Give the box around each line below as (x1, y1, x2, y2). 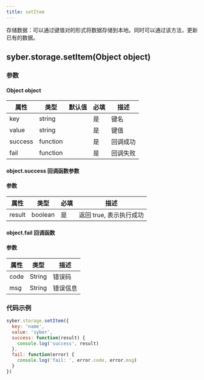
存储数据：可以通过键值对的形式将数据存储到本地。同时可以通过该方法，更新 (6, 26, 198, 33)
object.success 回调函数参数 (6, 167, 80, 174)
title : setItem (6, 8, 45, 15)
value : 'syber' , (12, 329, 53, 335)
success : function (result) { (12, 334, 86, 341)
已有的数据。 (6, 34, 38, 41)
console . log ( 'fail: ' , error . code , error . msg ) (17, 358, 137, 364)
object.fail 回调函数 (6, 229, 55, 236)
